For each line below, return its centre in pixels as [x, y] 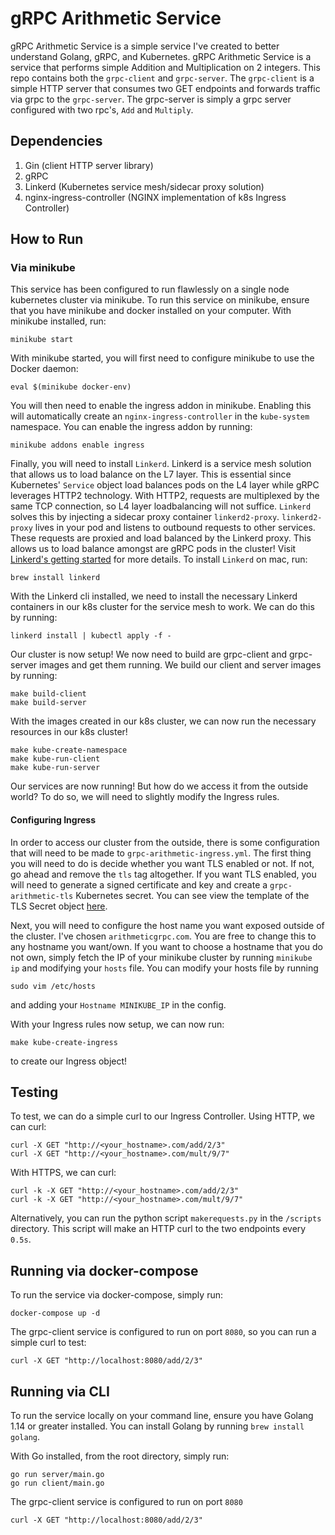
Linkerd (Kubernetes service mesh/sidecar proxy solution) [144, 186]
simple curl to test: [48, 1343]
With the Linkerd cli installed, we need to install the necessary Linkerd [154, 596]
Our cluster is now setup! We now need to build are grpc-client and [149, 654]
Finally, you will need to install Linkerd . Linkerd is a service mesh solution [161, 464]
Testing [34, 1092]
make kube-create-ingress [64, 1042]
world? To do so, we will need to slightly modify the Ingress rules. [145, 797]
